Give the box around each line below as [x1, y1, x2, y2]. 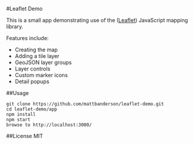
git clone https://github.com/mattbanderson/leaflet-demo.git [6, 101, 164, 107]
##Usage [6, 90, 29, 96]
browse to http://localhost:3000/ [6, 122, 93, 128]
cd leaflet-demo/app [6, 106, 58, 112]
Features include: [6, 35, 49, 41]
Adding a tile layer [14, 53, 60, 59]
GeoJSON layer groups [14, 59, 72, 66]
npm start [6, 117, 31, 122]
